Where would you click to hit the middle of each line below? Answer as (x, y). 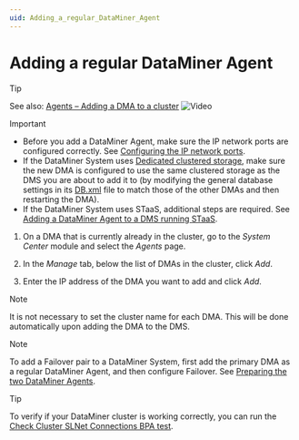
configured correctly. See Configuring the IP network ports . (134, 150)
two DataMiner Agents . (53, 381)
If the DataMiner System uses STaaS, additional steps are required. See (156, 209)
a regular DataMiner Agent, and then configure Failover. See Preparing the (149, 371)
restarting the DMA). (61, 199)
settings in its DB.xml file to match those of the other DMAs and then (151, 189)
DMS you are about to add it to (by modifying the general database (148, 179)
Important (28, 123)
